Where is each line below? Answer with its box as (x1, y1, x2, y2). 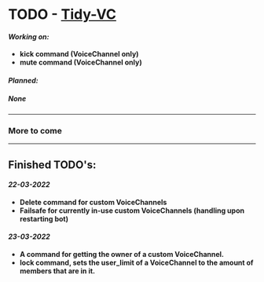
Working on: (8, 31, 49, 41)
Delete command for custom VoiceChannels (19, 197, 167, 207)
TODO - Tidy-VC (8, 5, 116, 24)
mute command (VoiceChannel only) (19, 57, 143, 68)
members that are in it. (19, 266, 96, 276)
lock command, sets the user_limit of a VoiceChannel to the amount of (19, 258, 254, 268)
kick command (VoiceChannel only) (19, 49, 139, 59)
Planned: (8, 75, 38, 85)
